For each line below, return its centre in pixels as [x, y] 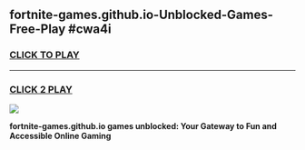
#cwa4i [89, 30]
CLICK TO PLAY [44, 55]
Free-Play [38, 30]
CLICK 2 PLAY [41, 89]
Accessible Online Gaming [60, 135]
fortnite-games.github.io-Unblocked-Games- [142, 15]
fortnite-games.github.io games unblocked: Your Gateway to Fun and [143, 125]
